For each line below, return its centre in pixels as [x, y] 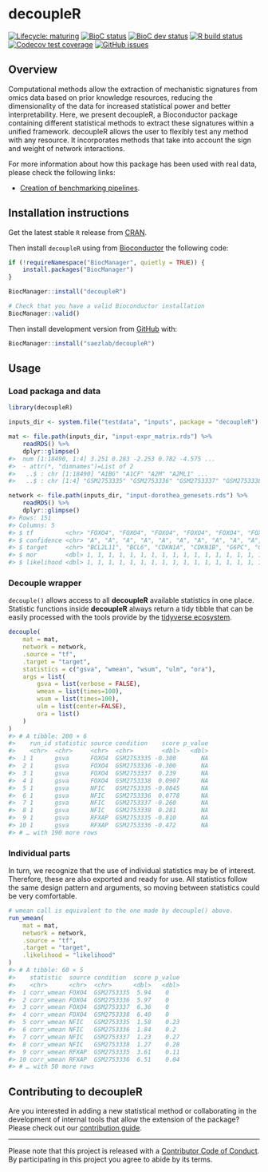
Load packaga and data [55, 391]
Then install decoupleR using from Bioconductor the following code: [118, 248]
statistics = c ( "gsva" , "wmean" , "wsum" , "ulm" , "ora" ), [119, 669]
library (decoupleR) [41, 408]
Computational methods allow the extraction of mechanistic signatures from [133, 89]
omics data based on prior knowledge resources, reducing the [110, 98]
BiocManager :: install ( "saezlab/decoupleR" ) [82, 343]
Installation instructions [69, 213]
